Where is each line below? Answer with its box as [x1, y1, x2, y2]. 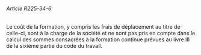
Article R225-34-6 [6, 5, 52, 12]
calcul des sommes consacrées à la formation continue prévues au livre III [6, 36, 190, 43]
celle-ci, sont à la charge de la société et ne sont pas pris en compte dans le [6, 30, 196, 37]
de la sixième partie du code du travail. [6, 42, 102, 50]
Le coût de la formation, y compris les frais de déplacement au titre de [6, 23, 181, 30]
